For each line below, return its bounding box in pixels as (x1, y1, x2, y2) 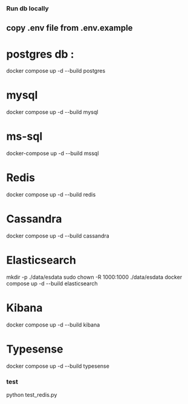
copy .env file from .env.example (6, 23, 133, 33)
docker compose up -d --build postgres (6, 67, 106, 75)
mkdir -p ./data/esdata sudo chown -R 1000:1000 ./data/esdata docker (6, 273, 183, 280)
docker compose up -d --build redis (6, 191, 96, 198)
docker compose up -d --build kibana (6, 321, 100, 328)
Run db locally (6, 4, 50, 13)
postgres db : (6, 47, 74, 61)
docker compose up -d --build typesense (6, 362, 110, 369)
